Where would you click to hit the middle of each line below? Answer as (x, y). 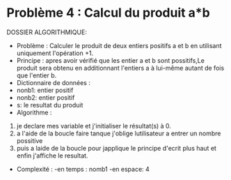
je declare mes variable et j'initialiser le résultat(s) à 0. (94, 126)
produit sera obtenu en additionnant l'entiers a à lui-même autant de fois (120, 68)
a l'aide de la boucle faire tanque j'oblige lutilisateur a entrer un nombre (119, 133)
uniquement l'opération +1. (55, 53)
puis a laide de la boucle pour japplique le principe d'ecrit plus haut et (117, 148)
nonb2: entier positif (46, 97)
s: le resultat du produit (50, 105)
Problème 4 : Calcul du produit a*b (108, 13)
